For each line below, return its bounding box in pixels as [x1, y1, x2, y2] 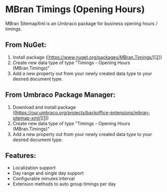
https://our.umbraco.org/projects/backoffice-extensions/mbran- [16, 109, 151, 116]
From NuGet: [5, 41, 47, 49]
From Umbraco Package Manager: [5, 91, 116, 99]
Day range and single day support [12, 170, 84, 176]
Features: [5, 151, 37, 160]
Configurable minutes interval [12, 176, 75, 182]
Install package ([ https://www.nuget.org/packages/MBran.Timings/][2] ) [12, 54, 162, 60]
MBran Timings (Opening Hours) [5, 4, 145, 15]
